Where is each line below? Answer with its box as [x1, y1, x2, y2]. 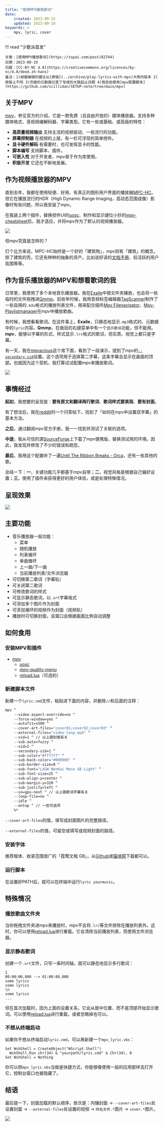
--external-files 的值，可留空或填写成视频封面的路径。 [5, 828, 117, 833]
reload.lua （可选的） [19, 672, 61, 678]
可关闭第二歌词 [12, 582, 42, 588]
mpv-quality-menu [19, 666, 57, 672]
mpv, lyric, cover [14, 30, 51, 35]
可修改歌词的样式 [12, 588, 47, 594]
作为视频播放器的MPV [5, 175, 72, 184]
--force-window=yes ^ [14, 716, 58, 722]
